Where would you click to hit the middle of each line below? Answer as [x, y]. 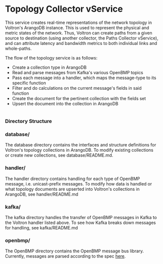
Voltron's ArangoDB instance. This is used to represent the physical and [77, 27]
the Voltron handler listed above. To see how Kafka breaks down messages [81, 223]
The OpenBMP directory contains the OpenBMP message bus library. [74, 251]
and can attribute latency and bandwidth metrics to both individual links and [81, 43]
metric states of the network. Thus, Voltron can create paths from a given [79, 33]
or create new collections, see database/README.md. [59, 155]
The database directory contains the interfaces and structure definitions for [81, 145]
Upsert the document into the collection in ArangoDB [65, 103]
